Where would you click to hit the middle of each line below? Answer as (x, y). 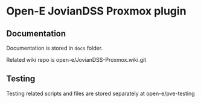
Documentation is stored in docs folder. (55, 48)
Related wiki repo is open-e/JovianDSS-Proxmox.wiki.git (76, 60)
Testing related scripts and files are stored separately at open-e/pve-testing (101, 93)
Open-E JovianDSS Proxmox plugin (96, 11)
